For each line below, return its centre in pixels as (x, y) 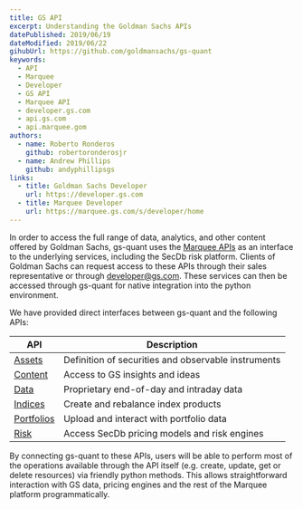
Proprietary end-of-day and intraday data (152, 389)
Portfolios (34, 418)
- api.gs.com (42, 119)
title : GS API (36, 18)
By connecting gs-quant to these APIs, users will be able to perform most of (151, 456)
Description (172, 344)
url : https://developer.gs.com (85, 195)
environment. (34, 294)
